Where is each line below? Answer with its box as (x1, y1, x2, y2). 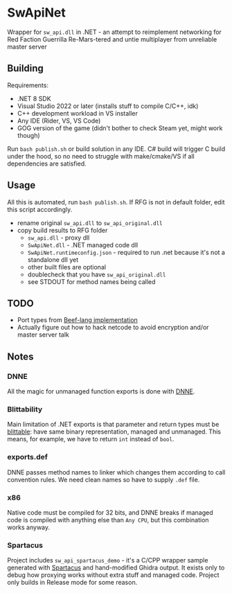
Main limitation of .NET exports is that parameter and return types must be (7, 421, 220, 429)
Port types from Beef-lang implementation (17, 316, 139, 324)
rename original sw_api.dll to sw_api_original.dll (17, 218, 163, 227)
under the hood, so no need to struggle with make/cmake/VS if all (7, 152, 195, 160)
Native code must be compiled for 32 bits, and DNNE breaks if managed (7, 508, 213, 517)
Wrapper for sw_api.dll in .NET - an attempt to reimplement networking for (7, 28, 222, 36)
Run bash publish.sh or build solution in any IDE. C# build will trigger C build (7, 144, 226, 153)
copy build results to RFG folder (17, 226, 108, 234)
